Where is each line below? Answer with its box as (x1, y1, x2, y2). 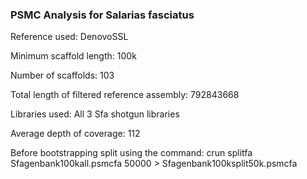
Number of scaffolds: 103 (10, 69, 115, 82)
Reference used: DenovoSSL (10, 31, 129, 43)
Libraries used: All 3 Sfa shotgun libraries (10, 108, 180, 120)
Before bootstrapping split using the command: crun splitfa (10, 147, 253, 159)
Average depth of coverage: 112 (10, 128, 141, 140)
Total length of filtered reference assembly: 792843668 (10, 89, 240, 101)
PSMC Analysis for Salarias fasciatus (10, 8, 195, 22)
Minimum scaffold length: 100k (10, 50, 137, 62)
